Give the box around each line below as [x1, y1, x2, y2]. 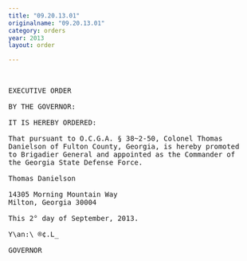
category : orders [8, 26, 66, 34]
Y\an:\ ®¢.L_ [8, 230, 60, 239]
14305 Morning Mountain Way [8, 190, 118, 200]
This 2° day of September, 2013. [8, 214, 139, 223]
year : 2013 [8, 34, 45, 42]
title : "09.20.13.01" [8, 11, 80, 20]
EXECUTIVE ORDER [8, 86, 72, 96]
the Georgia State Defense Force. [8, 158, 143, 168]
